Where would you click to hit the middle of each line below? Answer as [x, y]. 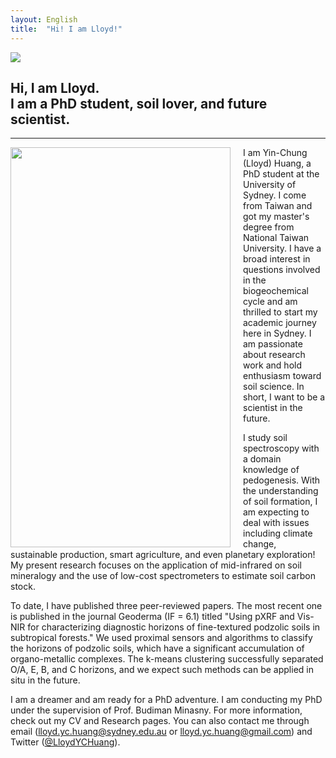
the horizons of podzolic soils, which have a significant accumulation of [157, 648]
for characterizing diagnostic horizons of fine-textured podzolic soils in [174, 627]
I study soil [265, 438]
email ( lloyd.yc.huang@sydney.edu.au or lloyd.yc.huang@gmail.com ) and [161, 732]
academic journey [280, 323]
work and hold [272, 365]
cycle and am [270, 302]
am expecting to [276, 512]
